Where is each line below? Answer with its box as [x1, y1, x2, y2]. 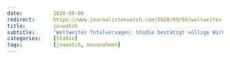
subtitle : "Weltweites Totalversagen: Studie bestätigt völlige [7, 28, 210, 36]
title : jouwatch [7, 22, 78, 29]
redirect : [7, 16, 36, 23]
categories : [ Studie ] [7, 35, 78, 42]
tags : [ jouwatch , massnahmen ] [7, 41, 121, 48]
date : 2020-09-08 [7, 9, 84, 17]
